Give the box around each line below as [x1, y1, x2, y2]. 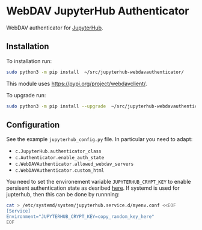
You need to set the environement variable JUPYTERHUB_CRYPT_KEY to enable [6, 178, 191, 186]
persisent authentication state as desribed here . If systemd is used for [6, 184, 180, 192]
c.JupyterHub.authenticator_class [14, 148, 102, 154]
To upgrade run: [6, 91, 46, 98]
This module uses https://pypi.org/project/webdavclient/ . [6, 80, 147, 87]
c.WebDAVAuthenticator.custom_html [14, 168, 105, 174]
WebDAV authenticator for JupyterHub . [6, 24, 103, 31]
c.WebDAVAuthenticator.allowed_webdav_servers [14, 161, 134, 168]
